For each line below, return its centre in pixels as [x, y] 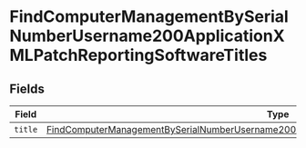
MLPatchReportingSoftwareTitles [138, 55]
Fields [27, 89]
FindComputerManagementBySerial [149, 17]
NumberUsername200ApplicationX [147, 36]
